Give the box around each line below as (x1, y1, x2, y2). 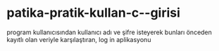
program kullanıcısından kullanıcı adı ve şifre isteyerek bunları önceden (6, 28, 213, 36)
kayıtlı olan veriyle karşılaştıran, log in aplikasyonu (6, 35, 151, 43)
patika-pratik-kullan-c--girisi (6, 5, 181, 21)
